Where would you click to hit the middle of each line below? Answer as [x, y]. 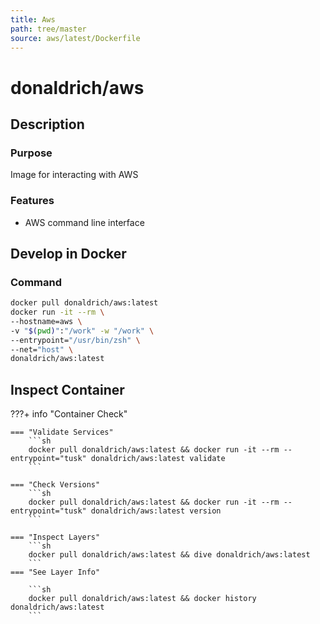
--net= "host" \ [42, 349]
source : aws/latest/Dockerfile [75, 38]
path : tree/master [48, 29]
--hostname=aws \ [46, 321]
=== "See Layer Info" [55, 572]
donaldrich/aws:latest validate [158, 459]
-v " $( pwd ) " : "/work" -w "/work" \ [82, 331]
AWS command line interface [84, 222]
